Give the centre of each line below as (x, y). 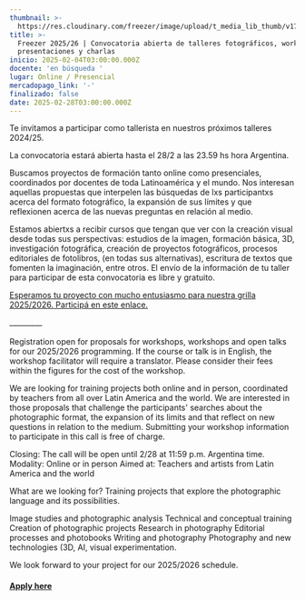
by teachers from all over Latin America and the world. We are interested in (150, 398)
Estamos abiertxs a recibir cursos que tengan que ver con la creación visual (151, 229)
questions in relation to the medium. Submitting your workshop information (149, 427)
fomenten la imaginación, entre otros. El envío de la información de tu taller (150, 268)
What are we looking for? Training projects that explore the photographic (145, 491)
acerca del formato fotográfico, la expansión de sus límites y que (131, 202)
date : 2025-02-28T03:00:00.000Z (70, 102)
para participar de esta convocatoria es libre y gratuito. (113, 277)
